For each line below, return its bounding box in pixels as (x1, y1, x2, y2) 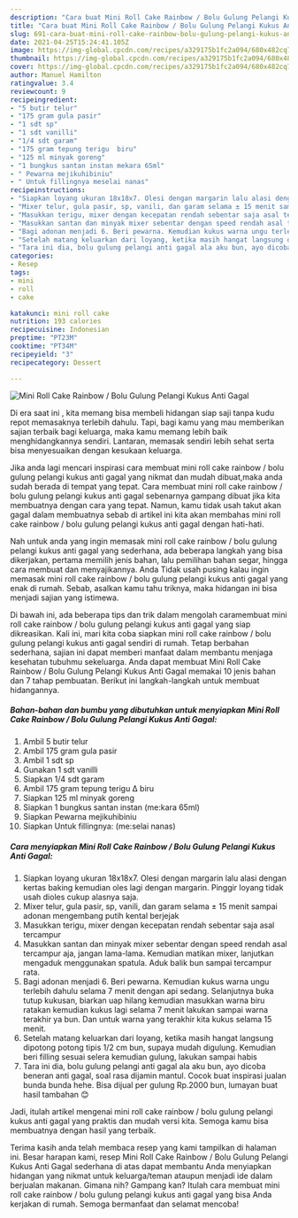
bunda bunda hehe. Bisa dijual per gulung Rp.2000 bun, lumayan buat (22, 1080, 278, 1091)
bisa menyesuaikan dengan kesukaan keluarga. (10, 444, 183, 456)
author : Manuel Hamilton (10, 71, 102, 80)
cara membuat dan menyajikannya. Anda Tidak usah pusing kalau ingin (10, 564, 269, 574)
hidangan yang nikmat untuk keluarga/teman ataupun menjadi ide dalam (10, 1170, 273, 1182)
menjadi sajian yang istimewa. (10, 592, 119, 603)
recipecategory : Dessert (10, 358, 102, 367)
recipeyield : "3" (10, 350, 74, 358)
